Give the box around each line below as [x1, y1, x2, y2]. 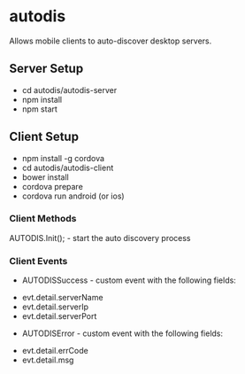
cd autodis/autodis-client [21, 162, 114, 173]
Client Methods [9, 213, 77, 225]
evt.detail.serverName [21, 292, 103, 303]
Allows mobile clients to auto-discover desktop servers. [9, 35, 212, 46]
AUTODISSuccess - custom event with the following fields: [21, 275, 236, 285]
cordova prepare [21, 181, 84, 191]
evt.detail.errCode [21, 346, 88, 356]
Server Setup [9, 61, 84, 76]
